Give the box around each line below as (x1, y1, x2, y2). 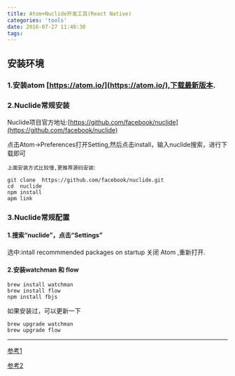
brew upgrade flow (7, 327, 61, 334)
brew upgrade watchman (7, 321, 73, 328)
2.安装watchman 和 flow (7, 265, 79, 274)
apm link (7, 195, 33, 202)
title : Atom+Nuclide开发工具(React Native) (7, 10, 131, 18)
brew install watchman (7, 281, 73, 288)
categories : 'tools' (7, 17, 68, 24)
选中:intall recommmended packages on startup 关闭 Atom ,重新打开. (7, 248, 206, 256)
